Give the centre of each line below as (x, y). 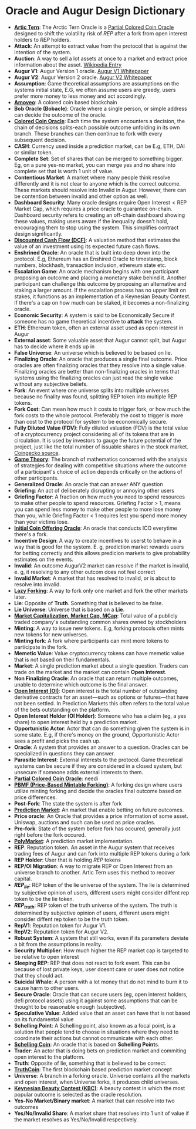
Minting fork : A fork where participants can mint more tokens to (92, 641)
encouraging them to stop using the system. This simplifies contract (96, 227)
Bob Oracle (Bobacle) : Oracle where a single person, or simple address (100, 108)
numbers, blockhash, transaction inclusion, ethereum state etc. (90, 265)
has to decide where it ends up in (54, 346)
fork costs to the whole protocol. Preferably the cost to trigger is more (99, 415)
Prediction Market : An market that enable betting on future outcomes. (99, 810)
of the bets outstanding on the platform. (62, 709)
